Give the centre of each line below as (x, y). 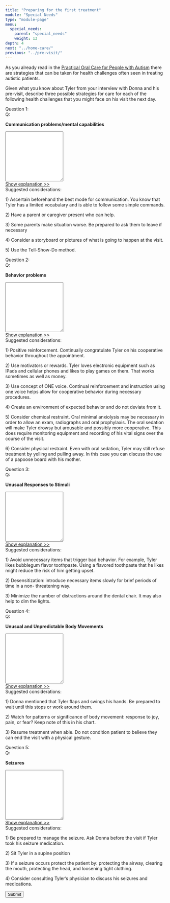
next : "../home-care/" (29, 48)
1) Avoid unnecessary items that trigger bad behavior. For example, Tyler (81, 560)
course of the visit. (25, 438)
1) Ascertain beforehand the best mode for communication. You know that (83, 199)
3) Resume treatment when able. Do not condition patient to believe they (81, 732)
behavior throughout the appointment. (45, 355)
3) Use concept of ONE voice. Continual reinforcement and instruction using (85, 386)
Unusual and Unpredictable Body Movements (54, 626)
